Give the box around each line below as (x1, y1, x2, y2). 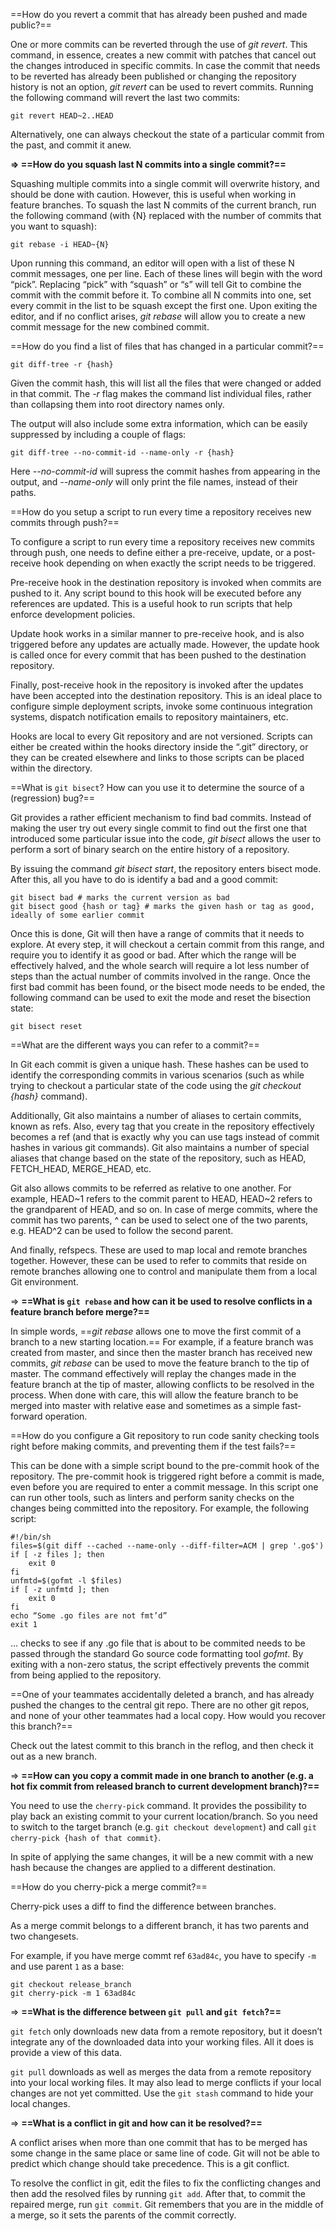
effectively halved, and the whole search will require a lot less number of (10, 960, 310, 971)
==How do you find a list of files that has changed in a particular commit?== (10, 340, 325, 352)
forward (10, 1410, 43, 1422)
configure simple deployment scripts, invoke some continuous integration (10, 700, 313, 712)
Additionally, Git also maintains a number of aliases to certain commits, (10, 1110, 302, 1121)
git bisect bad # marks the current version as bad (10, 893, 230, 903)
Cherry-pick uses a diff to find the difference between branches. (10, 1900, 277, 1912)
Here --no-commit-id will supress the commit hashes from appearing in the (10, 465, 321, 477)
